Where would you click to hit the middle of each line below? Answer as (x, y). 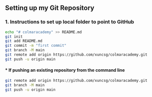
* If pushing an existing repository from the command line (65, 70)
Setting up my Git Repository (50, 8)
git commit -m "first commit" (36, 46)
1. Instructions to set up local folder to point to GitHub (70, 22)
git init (14, 37)
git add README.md (24, 41)
